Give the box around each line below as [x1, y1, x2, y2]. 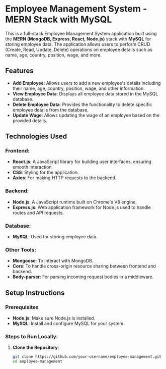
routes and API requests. [12, 209, 64, 216]
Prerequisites [5, 303, 39, 310]
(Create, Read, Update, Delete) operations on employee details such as [5, 46, 152, 52]
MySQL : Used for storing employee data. [12, 234, 98, 240]
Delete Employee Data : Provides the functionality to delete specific [12, 101, 152, 108]
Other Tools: [5, 246, 36, 253]
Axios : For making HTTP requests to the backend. [12, 175, 117, 181]
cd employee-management [12, 359, 63, 364]
